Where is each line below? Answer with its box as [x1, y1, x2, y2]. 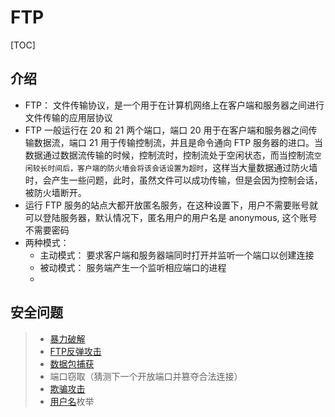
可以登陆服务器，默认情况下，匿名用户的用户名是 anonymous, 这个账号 [24, 211, 318, 223]
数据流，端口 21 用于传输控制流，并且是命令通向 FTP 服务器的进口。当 [33, 136, 324, 148]
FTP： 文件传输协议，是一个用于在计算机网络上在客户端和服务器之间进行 [24, 99, 325, 111]
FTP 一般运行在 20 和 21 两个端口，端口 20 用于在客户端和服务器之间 [24, 124, 309, 136]
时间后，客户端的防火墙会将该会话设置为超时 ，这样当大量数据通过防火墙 [47, 161, 318, 173]
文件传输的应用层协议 [24, 111, 113, 123]
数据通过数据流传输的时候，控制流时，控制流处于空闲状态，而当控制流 [24, 149, 315, 161]
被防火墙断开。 [24, 186, 87, 198]
